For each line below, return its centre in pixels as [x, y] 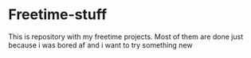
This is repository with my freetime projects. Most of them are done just [126, 37]
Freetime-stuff [58, 15]
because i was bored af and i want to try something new [100, 44]
